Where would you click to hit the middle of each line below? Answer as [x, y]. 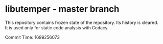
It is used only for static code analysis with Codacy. [57, 27]
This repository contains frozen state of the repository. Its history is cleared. [81, 22]
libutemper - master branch [62, 9]
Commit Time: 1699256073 [33, 37]
